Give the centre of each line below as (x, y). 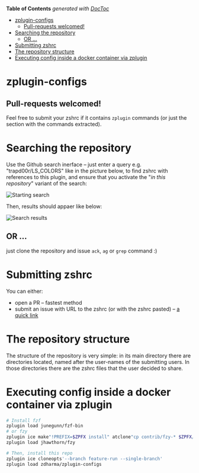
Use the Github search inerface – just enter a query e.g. (74, 164)
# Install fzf (24, 420)
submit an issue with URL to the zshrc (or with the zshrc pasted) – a (97, 309)
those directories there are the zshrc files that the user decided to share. (95, 368)
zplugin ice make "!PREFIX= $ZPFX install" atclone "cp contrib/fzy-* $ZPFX (99, 437)
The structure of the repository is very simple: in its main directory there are (99, 356)
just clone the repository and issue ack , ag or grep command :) (82, 251)
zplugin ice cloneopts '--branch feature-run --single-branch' (84, 459)
